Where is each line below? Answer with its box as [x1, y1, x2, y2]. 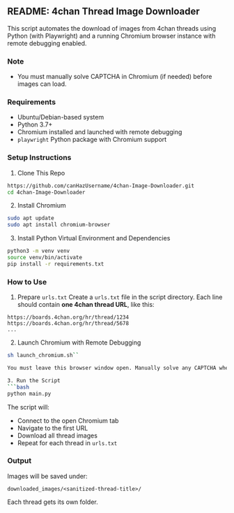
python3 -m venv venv [7, 247, 70, 254]
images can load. [17, 80, 67, 88]
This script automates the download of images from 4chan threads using [7, 24, 217, 32]
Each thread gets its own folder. [7, 498, 99, 506]
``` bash [7, 384, 30, 391]
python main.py [7, 390, 52, 397]
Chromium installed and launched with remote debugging [17, 128, 182, 136]
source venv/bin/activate [7, 254, 82, 261]
